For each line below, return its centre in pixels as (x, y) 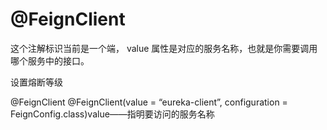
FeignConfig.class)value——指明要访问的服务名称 (112, 114)
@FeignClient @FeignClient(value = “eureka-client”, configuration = (149, 102)
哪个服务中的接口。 (50, 60)
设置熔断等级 (36, 82)
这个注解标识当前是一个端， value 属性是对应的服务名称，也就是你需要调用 (164, 48)
